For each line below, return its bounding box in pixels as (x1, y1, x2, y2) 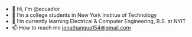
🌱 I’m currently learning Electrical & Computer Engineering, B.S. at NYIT (11, 18, 186, 24)
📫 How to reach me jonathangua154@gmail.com (11, 24, 131, 31)
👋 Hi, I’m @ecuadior (11, 6, 60, 12)
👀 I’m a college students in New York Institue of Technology (11, 12, 157, 18)
